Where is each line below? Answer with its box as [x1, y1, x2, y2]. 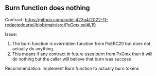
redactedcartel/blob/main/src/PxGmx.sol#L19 [5, 22, 96, 28]
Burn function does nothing [5, 4, 90, 12]
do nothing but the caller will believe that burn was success [12, 56, 131, 62]
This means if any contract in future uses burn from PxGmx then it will [12, 51, 153, 57]
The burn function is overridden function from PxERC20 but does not [12, 41, 151, 46]
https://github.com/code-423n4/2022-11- [25, 16, 108, 22]
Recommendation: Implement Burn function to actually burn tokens [5, 65, 140, 71]
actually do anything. [12, 46, 54, 51]
